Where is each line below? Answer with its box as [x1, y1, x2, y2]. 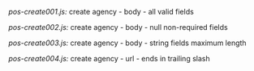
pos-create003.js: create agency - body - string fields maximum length [8, 38, 247, 48]
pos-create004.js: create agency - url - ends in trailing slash [8, 54, 210, 63]
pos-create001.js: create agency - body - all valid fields [8, 7, 195, 16]
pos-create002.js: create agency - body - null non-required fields [8, 23, 229, 31]
